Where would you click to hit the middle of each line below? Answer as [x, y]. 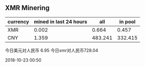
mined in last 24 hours [61, 21]
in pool [127, 21]
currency [18, 21]
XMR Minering [27, 8]
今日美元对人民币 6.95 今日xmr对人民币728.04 [52, 50]
